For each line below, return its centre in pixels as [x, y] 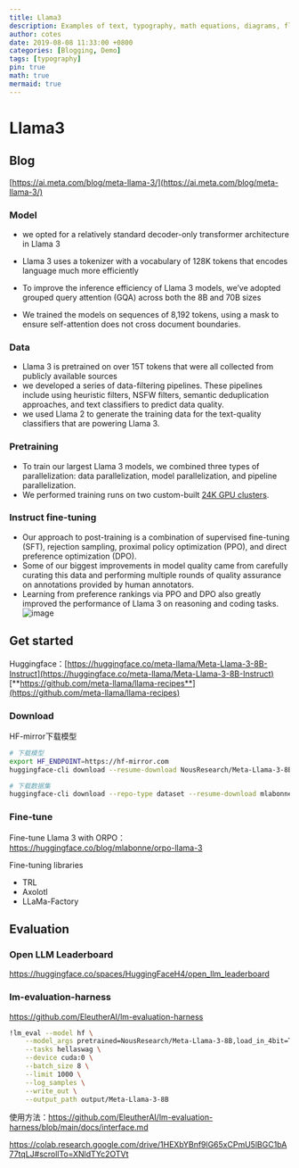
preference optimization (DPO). [79, 556]
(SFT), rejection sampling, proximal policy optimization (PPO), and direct [154, 546]
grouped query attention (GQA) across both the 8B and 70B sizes [141, 297]
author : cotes [36, 34]
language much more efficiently [81, 270]
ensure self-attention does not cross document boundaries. [131, 324]
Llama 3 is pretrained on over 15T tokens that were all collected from [148, 367]
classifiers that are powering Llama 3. [91, 424]
